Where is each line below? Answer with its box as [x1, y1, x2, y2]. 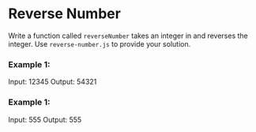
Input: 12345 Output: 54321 [8, 77, 97, 87]
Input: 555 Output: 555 [8, 115, 82, 124]
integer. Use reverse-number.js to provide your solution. [8, 39, 191, 48]
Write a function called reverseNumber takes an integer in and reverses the [8, 31, 248, 40]
